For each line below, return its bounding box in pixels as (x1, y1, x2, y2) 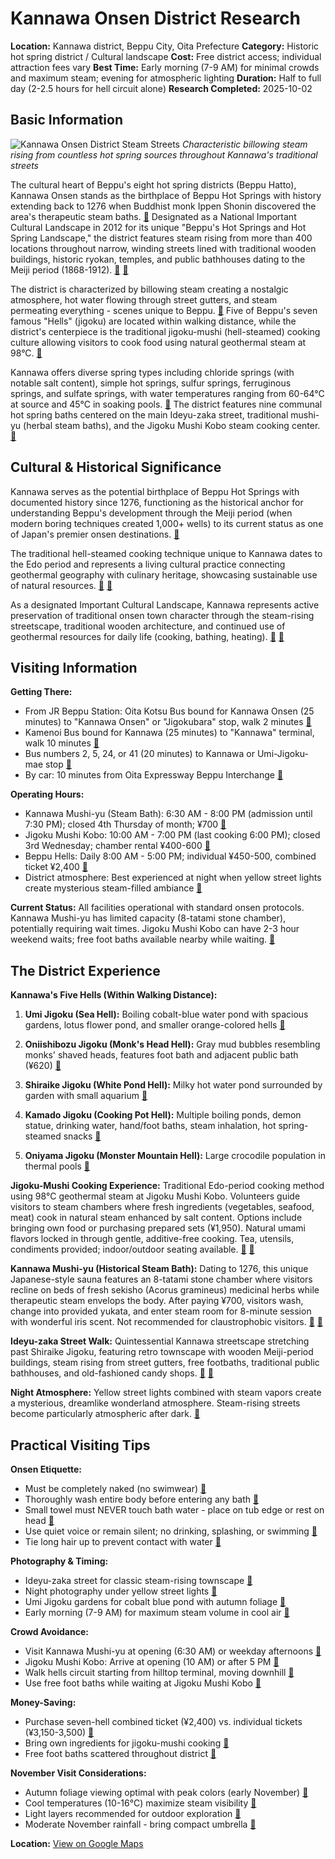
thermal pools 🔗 (24, 1160, 91, 1172)
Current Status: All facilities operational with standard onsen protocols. (10, 902, 305, 914)
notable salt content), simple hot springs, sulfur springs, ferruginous (10, 377, 292, 389)
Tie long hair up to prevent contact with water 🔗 (24, 1536, 222, 1547)
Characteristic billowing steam (181, 138, 308, 150)
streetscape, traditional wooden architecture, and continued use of (10, 620, 286, 632)
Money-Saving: (10, 1697, 77, 1708)
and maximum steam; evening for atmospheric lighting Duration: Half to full (10, 72, 322, 84)
